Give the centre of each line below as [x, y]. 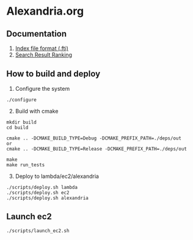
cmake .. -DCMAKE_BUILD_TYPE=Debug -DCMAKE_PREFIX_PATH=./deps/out [94, 138]
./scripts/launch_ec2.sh [38, 231]
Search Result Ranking [43, 55]
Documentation [37, 34]
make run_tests [26, 165]
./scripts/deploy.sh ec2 [38, 192]
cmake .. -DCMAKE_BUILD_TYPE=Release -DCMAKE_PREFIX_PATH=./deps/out [97, 149]
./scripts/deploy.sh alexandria [47, 198]
